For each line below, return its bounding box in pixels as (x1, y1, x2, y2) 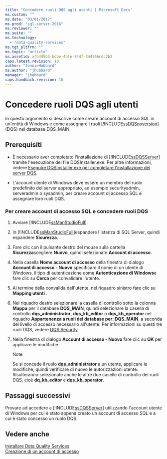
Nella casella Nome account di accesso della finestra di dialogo (12, 259, 144, 265)
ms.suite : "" (5, 31, 32, 36)
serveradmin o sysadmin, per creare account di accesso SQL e (12, 190, 142, 196)
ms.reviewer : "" (5, 26, 39, 31)
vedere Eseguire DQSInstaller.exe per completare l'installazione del (12, 164, 151, 170)
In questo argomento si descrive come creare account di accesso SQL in (5, 115, 155, 121)
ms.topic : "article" (5, 49, 48, 54)
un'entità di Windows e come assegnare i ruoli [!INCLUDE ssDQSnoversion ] (5, 121, 159, 127)
